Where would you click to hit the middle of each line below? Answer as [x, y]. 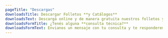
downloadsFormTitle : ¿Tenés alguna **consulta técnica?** [67, 23]
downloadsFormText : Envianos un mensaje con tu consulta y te [71, 28]
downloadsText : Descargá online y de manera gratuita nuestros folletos [82, 19]
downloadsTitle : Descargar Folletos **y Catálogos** [61, 14]
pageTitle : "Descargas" [30, 10]
